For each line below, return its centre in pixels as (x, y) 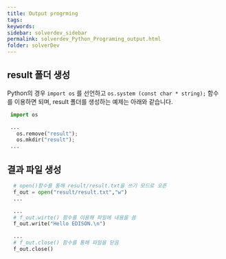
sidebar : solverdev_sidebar (47, 33)
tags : (15, 20)
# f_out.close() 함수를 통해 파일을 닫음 (66, 243)
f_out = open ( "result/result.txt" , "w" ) (70, 192)
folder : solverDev (33, 45)
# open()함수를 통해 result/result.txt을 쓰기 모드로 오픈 (90, 186)
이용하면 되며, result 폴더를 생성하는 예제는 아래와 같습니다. (93, 101)
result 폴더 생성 (39, 75)
